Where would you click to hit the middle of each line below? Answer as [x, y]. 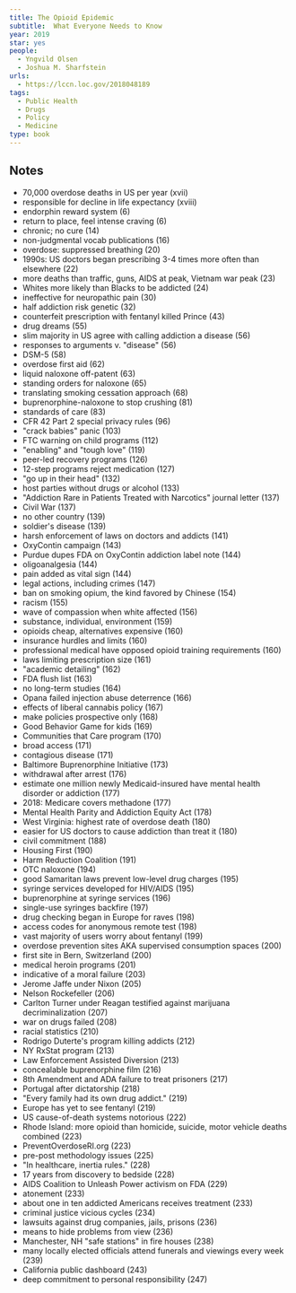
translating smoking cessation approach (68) [105, 392]
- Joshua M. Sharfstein [61, 68]
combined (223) [52, 1136]
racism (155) [45, 602]
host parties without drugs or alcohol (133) [101, 488]
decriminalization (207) [65, 1012]
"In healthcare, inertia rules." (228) [86, 1165]
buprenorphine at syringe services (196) [96, 897]
